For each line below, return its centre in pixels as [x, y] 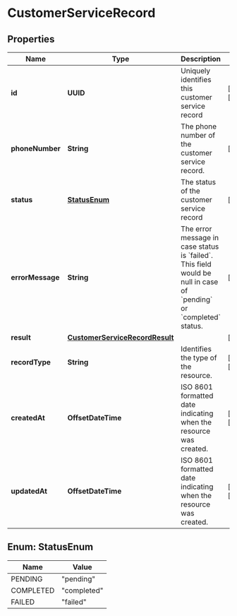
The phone [199, 126]
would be [196, 273]
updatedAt [29, 491]
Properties [31, 39]
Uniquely [196, 71]
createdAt [28, 418]
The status [199, 182]
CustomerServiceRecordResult [121, 337]
